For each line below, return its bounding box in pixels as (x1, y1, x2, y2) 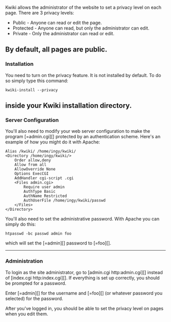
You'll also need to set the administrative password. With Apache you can (5, 216, 160, 222)
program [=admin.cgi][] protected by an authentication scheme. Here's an (5, 134, 161, 140)
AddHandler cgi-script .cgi (14, 176, 74, 181)
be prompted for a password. (5, 280, 67, 286)
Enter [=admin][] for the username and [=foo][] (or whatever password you (5, 290, 163, 296)
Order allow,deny (14, 158, 51, 163)
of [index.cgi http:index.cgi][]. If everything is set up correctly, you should (5, 275, 160, 281)
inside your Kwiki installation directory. (5, 102, 132, 110)
